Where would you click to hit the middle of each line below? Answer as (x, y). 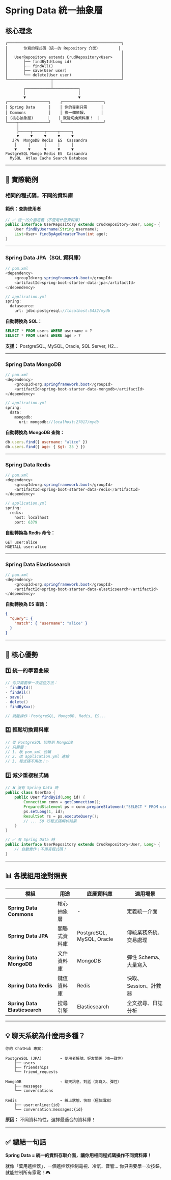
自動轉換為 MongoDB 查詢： (35, 432)
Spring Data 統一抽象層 (54, 10)
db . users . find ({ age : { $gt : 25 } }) (45, 447)
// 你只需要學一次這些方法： (32, 683)
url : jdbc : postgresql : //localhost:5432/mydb (62, 311)
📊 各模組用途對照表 (36, 876)
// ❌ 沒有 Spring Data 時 (32, 788)
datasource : (23, 306)
